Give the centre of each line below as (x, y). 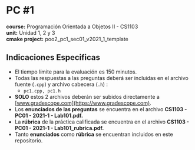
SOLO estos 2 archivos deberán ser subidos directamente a (87, 96)
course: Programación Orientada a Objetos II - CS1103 (72, 26)
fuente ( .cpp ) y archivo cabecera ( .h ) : (61, 84)
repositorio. (29, 140)
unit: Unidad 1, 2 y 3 (31, 32)
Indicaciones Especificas (53, 57)
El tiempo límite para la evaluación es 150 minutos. (76, 72)
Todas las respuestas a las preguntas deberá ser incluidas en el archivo (101, 78)
